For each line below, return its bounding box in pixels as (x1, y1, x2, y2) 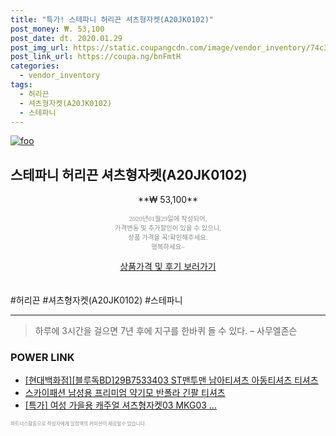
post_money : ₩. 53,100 (10, 24, 105, 34)
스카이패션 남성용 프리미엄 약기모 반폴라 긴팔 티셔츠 (24, 387, 226, 399)
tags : (10, 80, 33, 90)
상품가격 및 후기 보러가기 (119, 261, 217, 273)
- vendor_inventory (19, 71, 101, 81)
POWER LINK (10, 351, 75, 365)
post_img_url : (10, 42, 70, 53)
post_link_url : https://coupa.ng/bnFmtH (10, 52, 182, 62)
